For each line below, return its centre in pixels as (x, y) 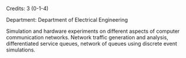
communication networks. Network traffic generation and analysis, (87, 37)
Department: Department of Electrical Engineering (67, 20)
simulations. (21, 50)
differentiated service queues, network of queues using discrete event (92, 44)
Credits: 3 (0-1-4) (27, 8)
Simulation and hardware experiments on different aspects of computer (93, 31)
